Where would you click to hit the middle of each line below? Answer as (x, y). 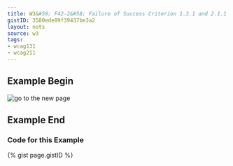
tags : (15, 40)
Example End (36, 120)
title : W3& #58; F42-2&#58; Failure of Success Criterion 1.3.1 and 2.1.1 (117, 14)
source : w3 (23, 33)
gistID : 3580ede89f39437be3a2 (51, 20)
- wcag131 (22, 46)
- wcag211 (22, 53)
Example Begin (41, 81)
